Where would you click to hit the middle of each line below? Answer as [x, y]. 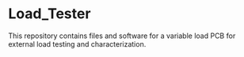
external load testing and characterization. [77, 44]
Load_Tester [50, 14]
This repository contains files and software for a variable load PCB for [122, 36]
